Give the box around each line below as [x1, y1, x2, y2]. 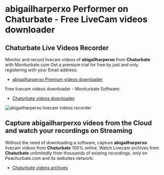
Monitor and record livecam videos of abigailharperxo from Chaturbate [5, 57, 151, 62]
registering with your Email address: [5, 67, 78, 73]
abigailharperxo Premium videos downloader [12, 77, 103, 82]
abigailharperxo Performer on [5, 3, 129, 15]
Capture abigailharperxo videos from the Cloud [5, 119, 152, 128]
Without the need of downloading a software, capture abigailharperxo [5, 139, 147, 145]
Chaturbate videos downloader [12, 95, 75, 101]
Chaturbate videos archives [12, 165, 69, 171]
